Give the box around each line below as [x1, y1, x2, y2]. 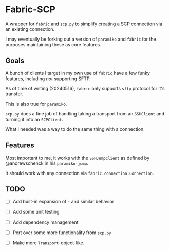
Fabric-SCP [5, 4, 55, 15]
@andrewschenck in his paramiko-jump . [5, 160, 89, 166]
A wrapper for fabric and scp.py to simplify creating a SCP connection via [5, 21, 163, 27]
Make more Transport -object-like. [12, 240, 85, 246]
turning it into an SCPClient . [5, 116, 63, 122]
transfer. [5, 91, 23, 97]
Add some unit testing [12, 209, 60, 215]
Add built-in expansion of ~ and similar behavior [12, 199, 115, 205]
